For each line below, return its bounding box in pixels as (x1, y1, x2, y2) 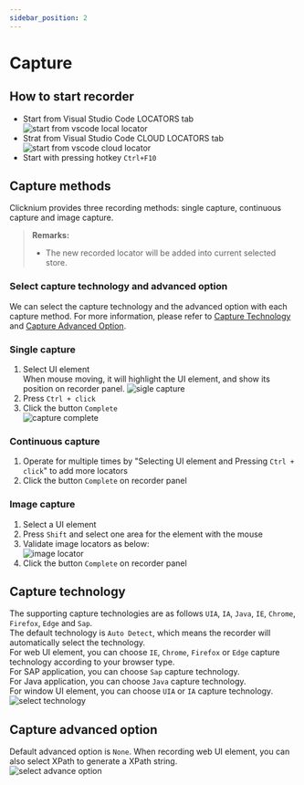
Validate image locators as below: (22, 538, 150, 549)
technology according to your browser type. (9, 656, 175, 667)
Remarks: (31, 230, 70, 241)
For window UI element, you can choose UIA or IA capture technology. (9, 686, 274, 696)
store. (45, 257, 68, 268)
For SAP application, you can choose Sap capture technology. (9, 666, 240, 677)
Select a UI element (22, 518, 97, 529)
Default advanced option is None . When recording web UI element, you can (9, 746, 290, 758)
